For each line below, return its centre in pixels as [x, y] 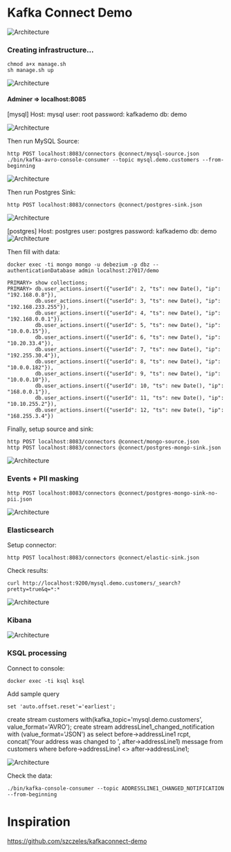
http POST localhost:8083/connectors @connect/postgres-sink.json [105, 205]
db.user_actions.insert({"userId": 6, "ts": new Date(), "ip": [128, 337]
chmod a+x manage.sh [37, 64]
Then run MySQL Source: [43, 141]
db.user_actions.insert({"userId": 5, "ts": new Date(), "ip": [128, 326]
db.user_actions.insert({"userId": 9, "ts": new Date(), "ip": [128, 374]
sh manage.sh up [30, 71]
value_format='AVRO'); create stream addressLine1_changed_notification [111, 727]
